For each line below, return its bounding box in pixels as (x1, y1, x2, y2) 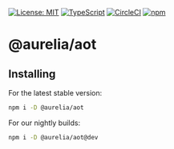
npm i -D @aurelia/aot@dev (8, 133, 99, 141)
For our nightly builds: (8, 118, 81, 127)
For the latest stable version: (8, 88, 103, 97)
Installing (8, 67, 56, 80)
